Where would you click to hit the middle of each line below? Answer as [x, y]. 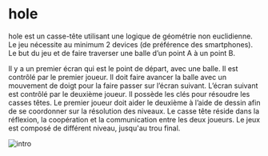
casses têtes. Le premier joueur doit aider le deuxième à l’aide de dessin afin [134, 102]
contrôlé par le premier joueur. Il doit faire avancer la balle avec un [117, 77]
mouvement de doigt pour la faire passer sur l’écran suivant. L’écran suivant [133, 86]
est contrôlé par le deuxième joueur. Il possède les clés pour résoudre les [129, 94]
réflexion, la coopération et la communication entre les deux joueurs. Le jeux [134, 119]
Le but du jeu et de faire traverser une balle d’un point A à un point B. [122, 53]
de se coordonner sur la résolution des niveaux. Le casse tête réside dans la [134, 111]
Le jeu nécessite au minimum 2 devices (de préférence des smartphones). [131, 44]
